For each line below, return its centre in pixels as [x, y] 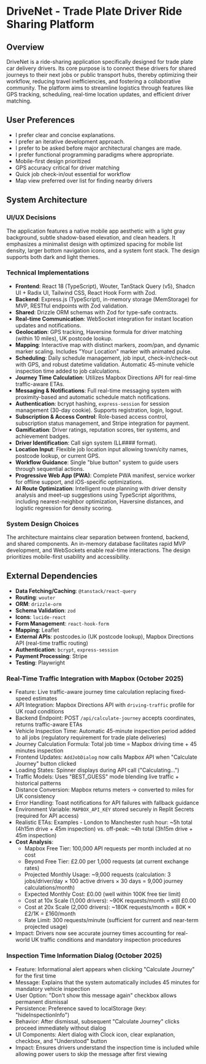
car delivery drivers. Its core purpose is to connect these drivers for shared [101, 68]
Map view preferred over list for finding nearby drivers [84, 181]
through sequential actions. [50, 468]
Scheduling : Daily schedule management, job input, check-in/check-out [106, 358]
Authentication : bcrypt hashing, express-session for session [92, 403]
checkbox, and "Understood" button [61, 1041]
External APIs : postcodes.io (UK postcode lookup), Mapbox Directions [105, 636]
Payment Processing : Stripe [51, 656]
